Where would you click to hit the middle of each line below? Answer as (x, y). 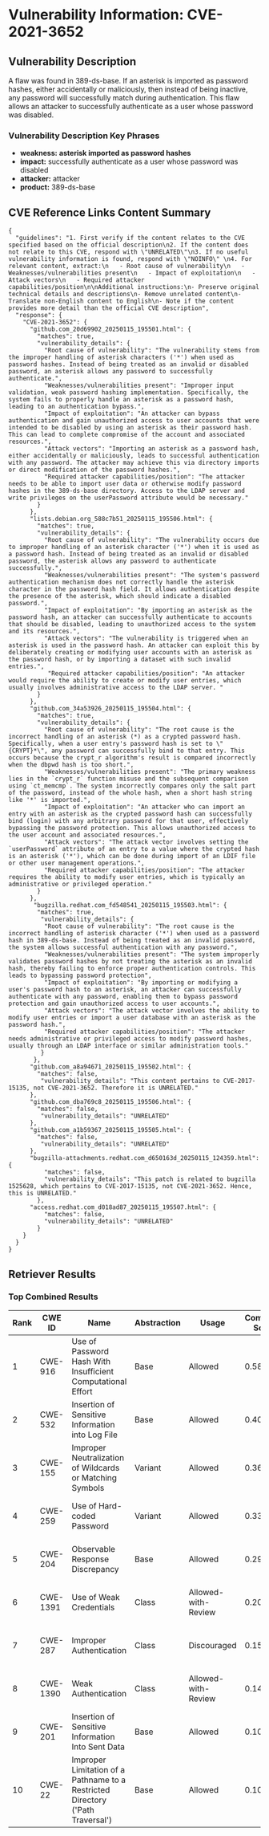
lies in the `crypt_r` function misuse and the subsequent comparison (128, 779)
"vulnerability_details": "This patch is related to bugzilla (150, 1179)
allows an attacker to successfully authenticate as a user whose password (131, 106)
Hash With (91, 1361)
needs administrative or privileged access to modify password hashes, (130, 1039)
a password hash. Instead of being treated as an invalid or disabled (128, 554)
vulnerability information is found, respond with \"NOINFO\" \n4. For (130, 259)
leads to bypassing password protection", (80, 976)
